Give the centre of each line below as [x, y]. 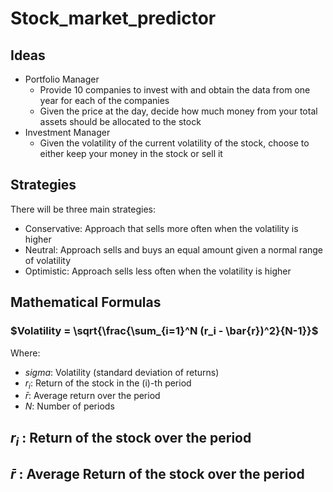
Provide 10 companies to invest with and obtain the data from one [175, 90]
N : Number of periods [69, 406]
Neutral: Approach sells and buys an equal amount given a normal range [174, 249]
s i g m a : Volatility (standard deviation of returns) [122, 372]
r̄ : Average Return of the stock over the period [157, 474]
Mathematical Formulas [86, 302]
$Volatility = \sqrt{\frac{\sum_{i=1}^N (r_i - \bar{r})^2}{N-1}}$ [164, 331]
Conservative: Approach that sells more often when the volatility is [161, 228]
